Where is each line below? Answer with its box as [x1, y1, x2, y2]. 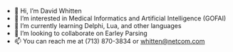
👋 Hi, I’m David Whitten [14, 7, 82, 15]
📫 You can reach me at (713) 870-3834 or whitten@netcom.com [14, 37, 205, 45]
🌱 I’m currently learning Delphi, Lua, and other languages [14, 22, 182, 30]
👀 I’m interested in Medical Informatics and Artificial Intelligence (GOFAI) [14, 14, 227, 22]
